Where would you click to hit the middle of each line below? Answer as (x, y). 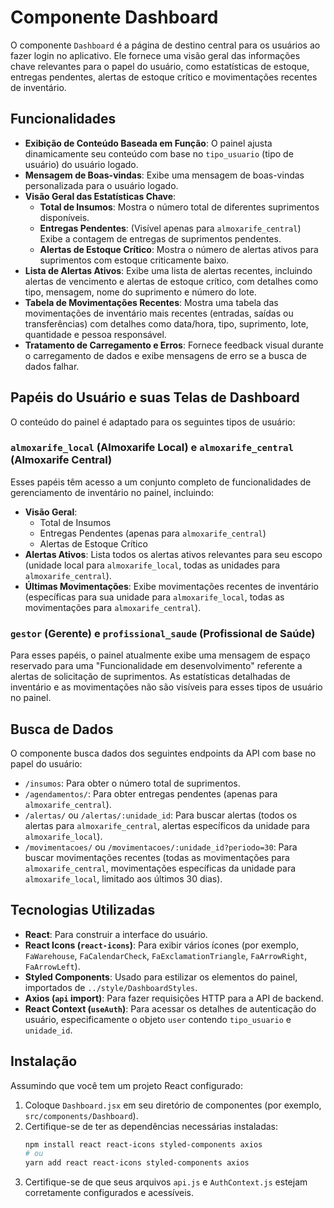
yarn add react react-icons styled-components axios (137, 1163)
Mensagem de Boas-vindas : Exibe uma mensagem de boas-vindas (164, 175)
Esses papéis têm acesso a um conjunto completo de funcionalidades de (161, 482)
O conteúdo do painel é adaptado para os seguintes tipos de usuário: (153, 422)
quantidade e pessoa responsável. (95, 334)
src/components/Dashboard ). (81, 1115)
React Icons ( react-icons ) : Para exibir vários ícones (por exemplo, (161, 945)
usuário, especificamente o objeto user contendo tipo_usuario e (158, 1019)
